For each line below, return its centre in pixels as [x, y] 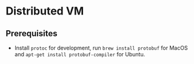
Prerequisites [32, 34]
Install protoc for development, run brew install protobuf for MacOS [101, 48]
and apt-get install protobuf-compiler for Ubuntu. [80, 54]
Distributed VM [45, 11]
